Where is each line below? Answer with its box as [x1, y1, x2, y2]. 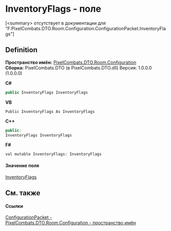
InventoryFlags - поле [5, 3, 101, 15]
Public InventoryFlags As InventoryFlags [5, 109, 95, 114]
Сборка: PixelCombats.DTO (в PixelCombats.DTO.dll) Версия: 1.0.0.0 [5, 64, 152, 71]
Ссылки [5, 203, 24, 209]
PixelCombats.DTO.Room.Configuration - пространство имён [5, 220, 136, 226]
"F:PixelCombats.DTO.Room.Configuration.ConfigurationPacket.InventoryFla [5, 25, 166, 31]
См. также [5, 189, 41, 197]
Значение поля [5, 162, 39, 169]
